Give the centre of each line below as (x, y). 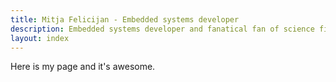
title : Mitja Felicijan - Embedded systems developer (125, 19)
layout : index (40, 38)
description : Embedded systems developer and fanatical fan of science (162, 29)
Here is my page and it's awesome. (83, 67)
